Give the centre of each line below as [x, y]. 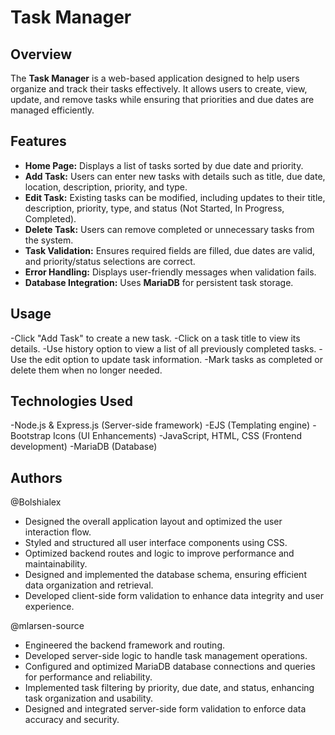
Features [38, 141]
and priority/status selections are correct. [110, 261]
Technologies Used [71, 401]
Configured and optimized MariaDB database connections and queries [170, 667]
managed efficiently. [52, 110]
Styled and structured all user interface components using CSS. [156, 543]
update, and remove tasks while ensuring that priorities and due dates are [162, 99]
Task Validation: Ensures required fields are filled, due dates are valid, [170, 250]
